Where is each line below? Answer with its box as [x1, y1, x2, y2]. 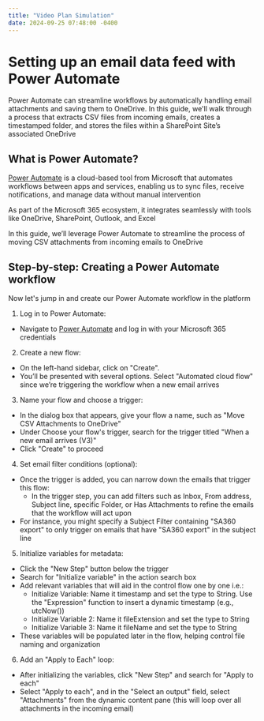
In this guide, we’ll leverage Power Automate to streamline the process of [8, 229, 246, 238]
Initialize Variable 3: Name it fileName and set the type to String [31, 623, 238, 633]
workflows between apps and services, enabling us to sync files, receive [8, 182, 244, 191]
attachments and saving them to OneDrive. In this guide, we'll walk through [8, 104, 252, 114]
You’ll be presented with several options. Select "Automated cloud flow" [19, 372, 254, 381]
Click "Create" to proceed [19, 444, 104, 454]
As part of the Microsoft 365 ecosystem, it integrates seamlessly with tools [8, 205, 252, 215]
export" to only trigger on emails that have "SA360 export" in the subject [19, 525, 256, 535]
